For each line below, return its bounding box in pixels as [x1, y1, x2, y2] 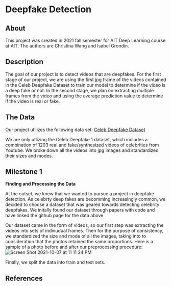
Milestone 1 [5, 167, 42, 176]
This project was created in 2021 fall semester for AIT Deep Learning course [5, 37, 166, 43]
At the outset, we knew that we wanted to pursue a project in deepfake [5, 191, 154, 197]
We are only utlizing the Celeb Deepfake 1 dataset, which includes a [5, 136, 148, 142]
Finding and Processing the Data [5, 181, 76, 187]
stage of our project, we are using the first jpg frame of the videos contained [5, 76, 166, 83]
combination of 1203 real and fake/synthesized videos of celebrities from [5, 142, 159, 148]
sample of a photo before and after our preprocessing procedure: [5, 244, 143, 250]
